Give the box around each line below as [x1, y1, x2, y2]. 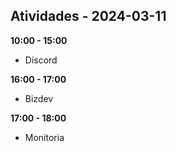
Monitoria [24, 131, 65, 143]
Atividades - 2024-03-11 [10, 8, 167, 25]
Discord [24, 54, 58, 66]
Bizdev [24, 92, 54, 104]
